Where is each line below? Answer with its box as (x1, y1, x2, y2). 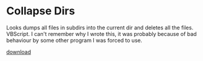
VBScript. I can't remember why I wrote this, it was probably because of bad (6, 30, 197, 37)
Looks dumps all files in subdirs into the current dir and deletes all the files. (6, 24, 194, 31)
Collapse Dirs (6, 4, 75, 18)
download (6, 48, 32, 55)
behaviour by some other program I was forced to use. (6, 36, 142, 44)
